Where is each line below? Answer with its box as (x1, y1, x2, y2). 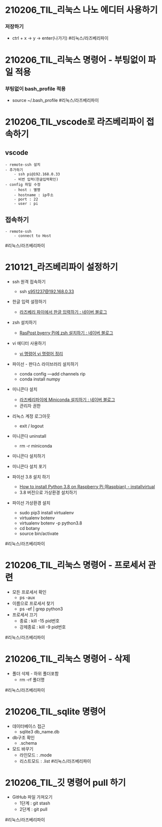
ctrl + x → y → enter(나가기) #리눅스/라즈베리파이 (12, 35, 109, 41)
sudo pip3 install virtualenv (19, 509, 74, 515)
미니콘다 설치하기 (12, 453, 46, 459)
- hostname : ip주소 (14, 192, 54, 198)
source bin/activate (19, 530, 59, 536)
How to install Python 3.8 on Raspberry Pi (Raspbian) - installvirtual (19, 483, 155, 489)
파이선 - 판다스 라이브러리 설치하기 (12, 361, 79, 367)
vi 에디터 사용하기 (12, 340, 46, 346)
